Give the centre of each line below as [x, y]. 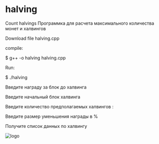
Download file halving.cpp [32, 38]
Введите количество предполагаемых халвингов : [59, 106]
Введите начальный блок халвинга [43, 97]
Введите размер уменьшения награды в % [52, 116]
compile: [14, 48]
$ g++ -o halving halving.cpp [36, 58]
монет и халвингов [26, 28]
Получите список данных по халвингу [46, 126]
